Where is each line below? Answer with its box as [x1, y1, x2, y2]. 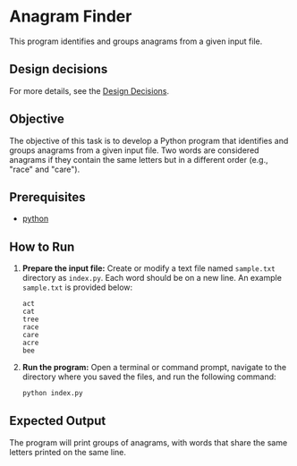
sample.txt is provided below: [21, 282, 133, 292]
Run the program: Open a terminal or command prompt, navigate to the [21, 362, 287, 373]
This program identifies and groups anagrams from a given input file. [9, 36, 263, 47]
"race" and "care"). [9, 164, 81, 174]
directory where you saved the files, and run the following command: [21, 371, 276, 382]
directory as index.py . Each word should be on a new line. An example [21, 273, 282, 284]
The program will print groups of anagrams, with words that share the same [9, 436, 288, 448]
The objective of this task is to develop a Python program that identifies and [9, 135, 289, 146]
